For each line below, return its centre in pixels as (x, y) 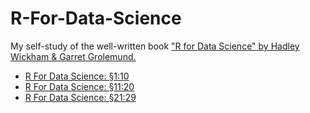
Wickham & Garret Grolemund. (73, 56)
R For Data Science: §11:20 (79, 86)
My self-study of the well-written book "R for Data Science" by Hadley (155, 46)
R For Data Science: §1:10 (77, 76)
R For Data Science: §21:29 (80, 97)
